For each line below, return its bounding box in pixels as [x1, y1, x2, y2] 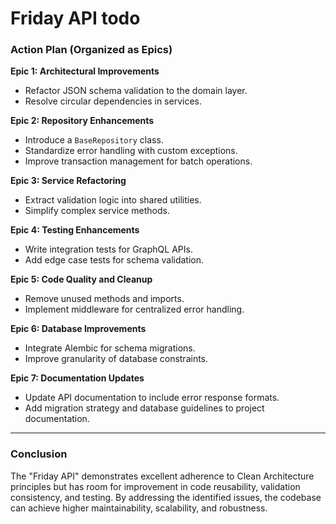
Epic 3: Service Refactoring [10, 175, 127, 187]
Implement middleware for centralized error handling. [24, 303, 245, 316]
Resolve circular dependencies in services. [24, 95, 202, 107]
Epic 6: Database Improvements [10, 323, 147, 335]
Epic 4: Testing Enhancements [10, 224, 140, 236]
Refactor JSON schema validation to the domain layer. [24, 85, 248, 97]
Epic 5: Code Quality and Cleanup [10, 273, 153, 286]
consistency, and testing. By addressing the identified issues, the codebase [10, 491, 322, 503]
